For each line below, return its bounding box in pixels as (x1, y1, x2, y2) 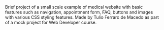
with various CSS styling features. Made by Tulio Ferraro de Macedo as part (5, 15, 159, 20)
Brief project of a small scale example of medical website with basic (5, 4, 143, 10)
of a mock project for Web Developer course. (5, 19, 97, 25)
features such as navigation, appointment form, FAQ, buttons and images (5, 9, 153, 15)
